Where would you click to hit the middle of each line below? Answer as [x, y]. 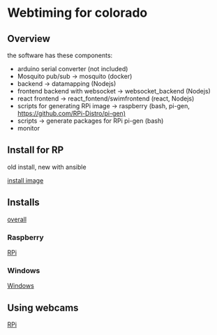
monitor [29, 128]
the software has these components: [60, 55]
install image [25, 180]
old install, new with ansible [47, 167]
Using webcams [43, 307]
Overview [29, 39]
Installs [23, 203]
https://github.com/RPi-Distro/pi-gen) [71, 113]
